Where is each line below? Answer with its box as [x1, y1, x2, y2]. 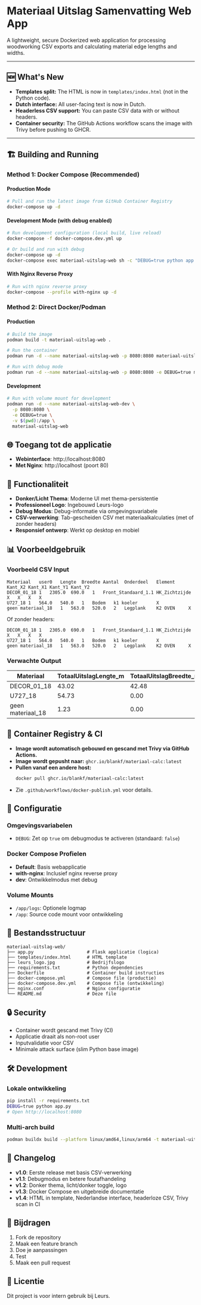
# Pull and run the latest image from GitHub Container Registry [7, 199, 172, 204]
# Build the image [7, 331, 52, 337]
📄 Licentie [7, 1276, 45, 1287]
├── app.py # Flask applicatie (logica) [7, 949, 160, 955]
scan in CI [15, 1200, 41, 1208]
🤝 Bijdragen [7, 1218, 51, 1228]
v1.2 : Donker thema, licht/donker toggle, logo [15, 1182, 127, 1189]
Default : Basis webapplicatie [15, 863, 86, 870]
